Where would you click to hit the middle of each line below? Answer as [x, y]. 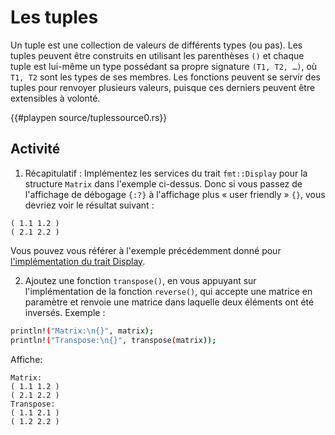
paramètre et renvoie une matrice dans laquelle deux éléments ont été [169, 302]
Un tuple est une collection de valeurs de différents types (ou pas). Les [156, 45]
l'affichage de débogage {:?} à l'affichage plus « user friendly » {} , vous [175, 194]
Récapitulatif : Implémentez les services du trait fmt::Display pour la [166, 173]
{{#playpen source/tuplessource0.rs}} [89, 117]
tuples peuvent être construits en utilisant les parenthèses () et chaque [157, 55]
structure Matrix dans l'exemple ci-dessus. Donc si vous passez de [163, 183]
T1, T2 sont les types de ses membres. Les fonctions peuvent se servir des [165, 77]
